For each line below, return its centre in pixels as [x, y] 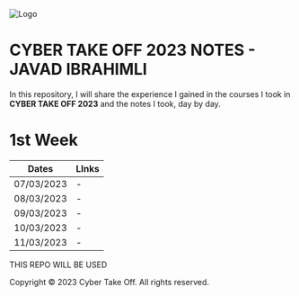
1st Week [44, 140]
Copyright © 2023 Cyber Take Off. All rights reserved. [109, 282]
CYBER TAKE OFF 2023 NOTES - [132, 50]
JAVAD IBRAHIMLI [79, 70]
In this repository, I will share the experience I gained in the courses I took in [150, 94]
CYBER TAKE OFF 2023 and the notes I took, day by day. [115, 103]
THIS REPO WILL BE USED [58, 265]
